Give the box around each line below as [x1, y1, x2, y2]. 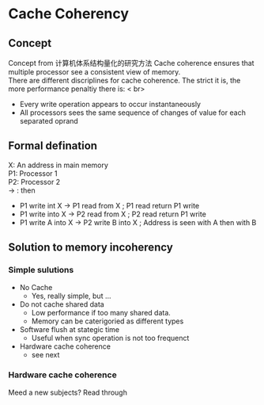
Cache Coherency [8, 5, 129, 23]
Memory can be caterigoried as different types [31, 316, 184, 326]
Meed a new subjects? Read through [8, 388, 128, 397]
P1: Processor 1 [8, 168, 58, 178]
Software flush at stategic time [19, 324, 120, 334]
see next [31, 350, 60, 359]
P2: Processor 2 [8, 177, 61, 186]
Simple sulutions [8, 265, 74, 276]
